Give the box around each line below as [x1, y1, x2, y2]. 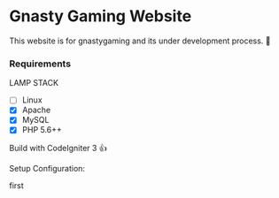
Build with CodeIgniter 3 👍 [9, 143, 108, 154]
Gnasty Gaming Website [9, 6, 192, 27]
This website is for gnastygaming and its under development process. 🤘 [9, 35, 272, 46]
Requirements [9, 57, 72, 70]
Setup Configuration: [9, 164, 86, 174]
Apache [21, 104, 51, 116]
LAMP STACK [9, 78, 59, 88]
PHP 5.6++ [21, 125, 62, 135]
